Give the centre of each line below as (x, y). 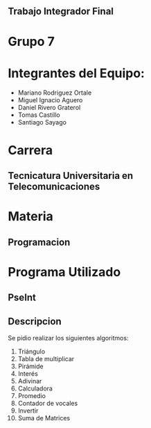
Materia (31, 217)
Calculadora (35, 388)
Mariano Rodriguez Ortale (55, 93)
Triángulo (32, 351)
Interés (28, 374)
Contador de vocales (48, 404)
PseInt (22, 298)
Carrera (30, 150)
